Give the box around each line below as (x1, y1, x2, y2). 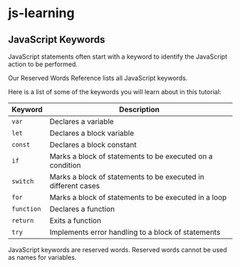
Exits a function (49, 216, 102, 226)
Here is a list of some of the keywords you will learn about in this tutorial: (8, 88, 221, 96)
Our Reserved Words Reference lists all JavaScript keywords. (8, 74, 188, 82)
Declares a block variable (49, 129, 135, 138)
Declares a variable (49, 116, 115, 126)
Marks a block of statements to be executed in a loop (49, 193, 227, 202)
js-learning (8, 5, 75, 21)
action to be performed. (8, 60, 78, 69)
